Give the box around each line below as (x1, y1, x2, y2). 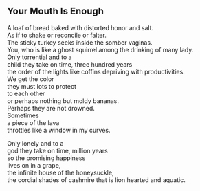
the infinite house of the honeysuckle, (7, 168, 114, 177)
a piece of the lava (7, 118, 60, 126)
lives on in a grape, (7, 161, 61, 169)
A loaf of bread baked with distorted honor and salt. (7, 23, 153, 32)
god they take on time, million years (7, 146, 108, 155)
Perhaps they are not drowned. (7, 104, 95, 112)
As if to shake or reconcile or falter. (7, 31, 107, 39)
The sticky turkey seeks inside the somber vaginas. (7, 38, 153, 47)
